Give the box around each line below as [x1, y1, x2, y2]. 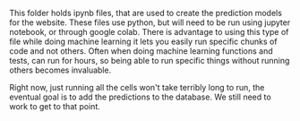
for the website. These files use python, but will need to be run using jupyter [9, 17, 291, 28]
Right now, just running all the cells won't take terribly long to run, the [9, 82, 265, 92]
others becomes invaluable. [9, 65, 112, 75]
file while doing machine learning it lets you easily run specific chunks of [9, 36, 278, 47]
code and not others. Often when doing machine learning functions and [9, 46, 273, 56]
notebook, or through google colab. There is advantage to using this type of [9, 27, 289, 37]
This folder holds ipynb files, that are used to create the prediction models [9, 8, 282, 18]
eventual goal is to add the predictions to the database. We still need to [9, 91, 271, 102]
